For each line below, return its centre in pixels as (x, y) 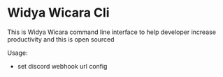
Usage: (17, 53)
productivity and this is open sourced (61, 39)
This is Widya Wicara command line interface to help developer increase (112, 32)
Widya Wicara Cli (58, 13)
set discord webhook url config (62, 66)
